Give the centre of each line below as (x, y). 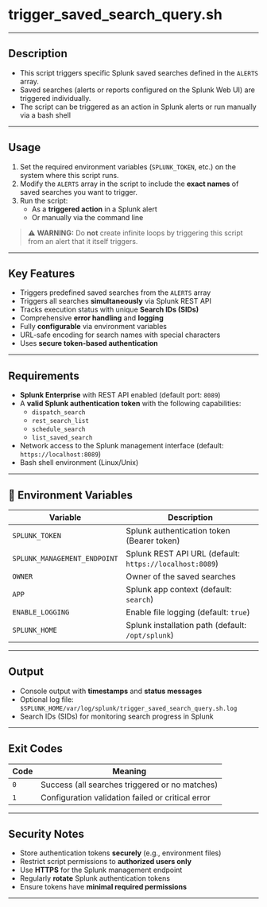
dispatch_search (58, 413)
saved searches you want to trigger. (78, 192)
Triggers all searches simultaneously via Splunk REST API (116, 301)
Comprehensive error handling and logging (92, 318)
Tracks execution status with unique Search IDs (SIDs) (109, 310)
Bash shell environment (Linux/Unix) (79, 463)
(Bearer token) (153, 541)
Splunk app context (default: (179, 589)
